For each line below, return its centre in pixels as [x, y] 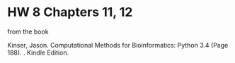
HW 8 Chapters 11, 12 [70, 12]
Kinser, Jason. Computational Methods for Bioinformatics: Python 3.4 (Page [118, 45]
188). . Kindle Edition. [38, 52]
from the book [28, 31]
